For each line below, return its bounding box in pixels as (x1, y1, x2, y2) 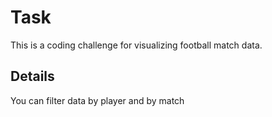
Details (10, 68, 55, 85)
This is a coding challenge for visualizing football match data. (10, 39, 263, 51)
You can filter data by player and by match (10, 94, 185, 106)
